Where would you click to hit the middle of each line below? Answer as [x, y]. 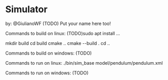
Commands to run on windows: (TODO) [47, 73]
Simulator [26, 9]
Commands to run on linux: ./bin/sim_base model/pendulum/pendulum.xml [84, 63]
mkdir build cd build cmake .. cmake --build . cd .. [58, 43]
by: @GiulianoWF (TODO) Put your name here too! [58, 23]
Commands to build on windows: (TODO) [49, 53]
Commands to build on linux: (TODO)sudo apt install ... [63, 33]
